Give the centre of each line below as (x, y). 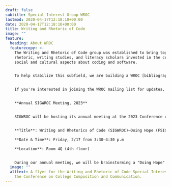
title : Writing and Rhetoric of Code (45, 29)
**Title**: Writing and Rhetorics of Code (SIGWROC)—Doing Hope (84, 130)
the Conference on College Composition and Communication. (78, 177)
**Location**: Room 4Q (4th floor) (52, 149)
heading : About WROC (32, 43)
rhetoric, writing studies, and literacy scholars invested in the (87, 57)
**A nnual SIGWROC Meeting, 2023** (51, 103)
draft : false (19, 10)
